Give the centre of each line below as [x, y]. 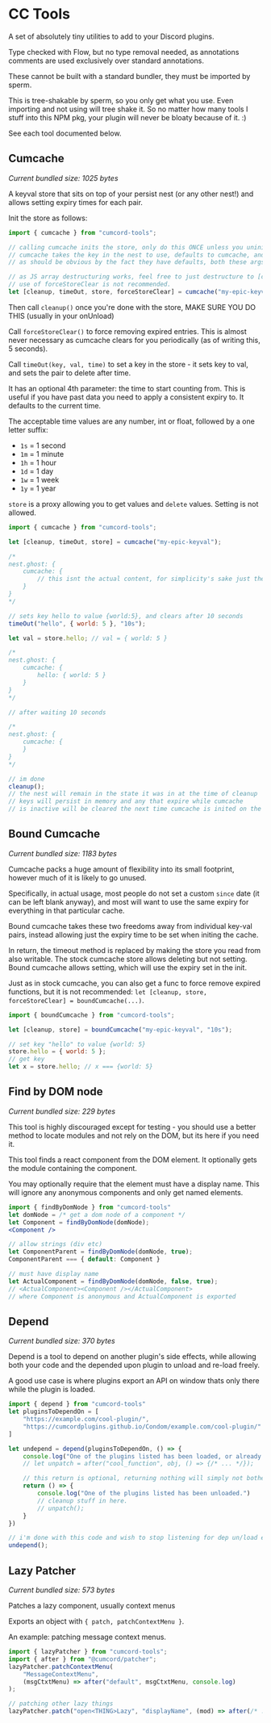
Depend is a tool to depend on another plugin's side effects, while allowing [132, 1357]
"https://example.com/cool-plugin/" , [86, 1420]
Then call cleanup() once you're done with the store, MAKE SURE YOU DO [132, 307]
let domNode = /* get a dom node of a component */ [97, 1215]
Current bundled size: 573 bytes [62, 1590]
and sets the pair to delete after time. [70, 373]
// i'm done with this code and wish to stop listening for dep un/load [133, 1538]
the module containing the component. [73, 1168]
